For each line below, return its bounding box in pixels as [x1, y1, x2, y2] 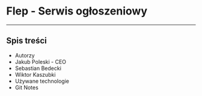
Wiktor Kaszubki [14, 71, 56, 78]
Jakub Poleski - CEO [14, 58, 67, 65]
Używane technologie [14, 77, 69, 85]
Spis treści [6, 36, 47, 46]
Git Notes [14, 83, 39, 91]
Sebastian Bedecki [14, 65, 62, 72]
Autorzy [14, 51, 35, 59]
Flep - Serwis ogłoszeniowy [6, 4, 147, 18]
